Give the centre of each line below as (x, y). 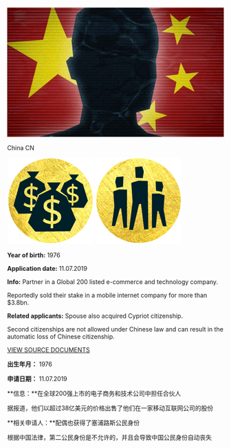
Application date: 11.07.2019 (47, 268)
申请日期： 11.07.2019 (37, 378)
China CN (21, 147)
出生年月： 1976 (30, 364)
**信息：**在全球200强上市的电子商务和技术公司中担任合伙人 (94, 393)
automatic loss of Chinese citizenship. (61, 336)
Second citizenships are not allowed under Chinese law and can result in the (115, 329)
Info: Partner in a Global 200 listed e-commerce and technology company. (113, 282)
